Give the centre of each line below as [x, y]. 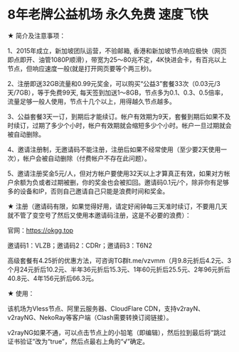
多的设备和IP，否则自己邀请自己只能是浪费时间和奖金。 [88, 191]
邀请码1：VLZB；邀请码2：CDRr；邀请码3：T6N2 [80, 245]
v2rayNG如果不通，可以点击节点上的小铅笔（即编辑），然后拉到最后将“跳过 [117, 332]
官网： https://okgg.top [40, 230]
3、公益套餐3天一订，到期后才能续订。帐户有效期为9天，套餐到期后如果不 [116, 116]
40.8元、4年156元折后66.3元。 [53, 278]
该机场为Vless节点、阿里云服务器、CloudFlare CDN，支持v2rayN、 [106, 308]
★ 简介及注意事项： [37, 36]
